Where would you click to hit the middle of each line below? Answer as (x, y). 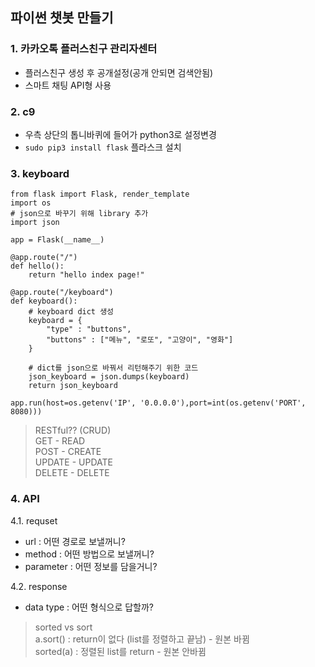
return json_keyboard (73, 386)
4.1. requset (34, 520)
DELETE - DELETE (72, 473)
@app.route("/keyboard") (62, 293)
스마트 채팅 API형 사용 (68, 85)
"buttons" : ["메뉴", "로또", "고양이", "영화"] (140, 340)
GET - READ (60, 441)
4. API (25, 499)
